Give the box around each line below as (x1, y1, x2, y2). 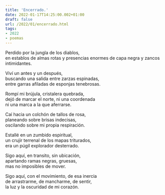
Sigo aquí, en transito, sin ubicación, (5, 152, 81, 159)
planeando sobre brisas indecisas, (5, 116, 77, 123)
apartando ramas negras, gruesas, (5, 158, 77, 164)
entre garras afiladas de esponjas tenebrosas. (5, 81, 101, 87)
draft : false (5, 17, 33, 22)
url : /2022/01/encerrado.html (5, 21, 69, 27)
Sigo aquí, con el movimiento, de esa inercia (5, 173, 97, 179)
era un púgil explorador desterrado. (5, 142, 79, 148)
